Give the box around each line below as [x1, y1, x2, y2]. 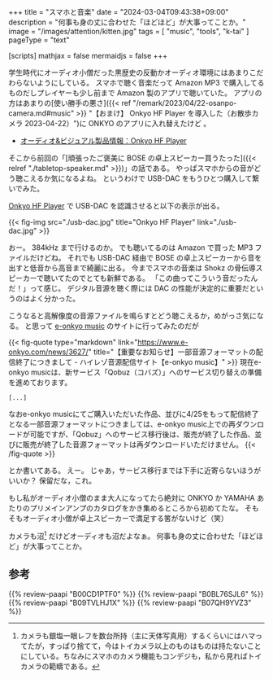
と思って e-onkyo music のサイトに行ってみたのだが [24, 321, 199, 331]
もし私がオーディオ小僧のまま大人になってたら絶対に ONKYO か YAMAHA [8, 493, 256, 502]
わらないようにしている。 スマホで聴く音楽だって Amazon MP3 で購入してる [8, 78, 265, 87]
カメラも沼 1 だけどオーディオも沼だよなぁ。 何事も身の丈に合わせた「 [8, 530, 242, 541]
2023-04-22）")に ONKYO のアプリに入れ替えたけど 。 [24, 119, 211, 128]
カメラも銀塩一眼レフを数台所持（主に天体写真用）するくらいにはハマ [19, 631, 256, 641]
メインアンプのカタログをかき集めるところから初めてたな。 [43, 503, 244, 513]
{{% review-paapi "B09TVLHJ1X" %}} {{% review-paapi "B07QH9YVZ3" [8, 598, 252, 608]
